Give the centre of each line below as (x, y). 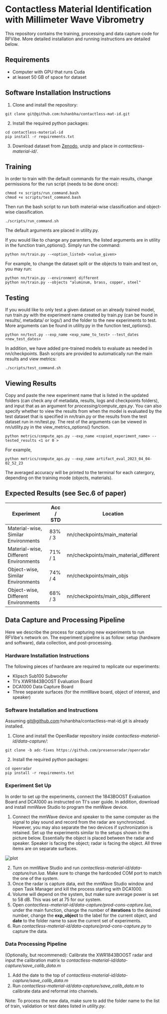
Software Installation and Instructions (52, 710)
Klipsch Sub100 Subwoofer (40, 676)
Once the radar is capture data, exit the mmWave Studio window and (83, 884)
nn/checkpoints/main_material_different (113, 555)
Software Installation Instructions (58, 93)
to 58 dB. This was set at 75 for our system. (57, 899)
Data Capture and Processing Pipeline (65, 620)
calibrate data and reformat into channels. (55, 991)
